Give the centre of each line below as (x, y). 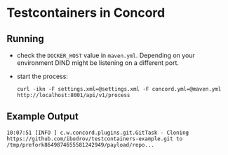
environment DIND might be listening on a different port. (98, 63)
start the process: (42, 76)
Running (26, 39)
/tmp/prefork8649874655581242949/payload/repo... (81, 145)
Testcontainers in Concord (86, 13)
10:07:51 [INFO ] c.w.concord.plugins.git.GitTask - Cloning (98, 133)
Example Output (42, 117)
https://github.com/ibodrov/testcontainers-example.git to (95, 139)
